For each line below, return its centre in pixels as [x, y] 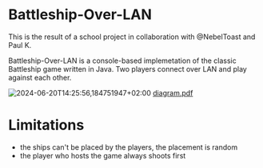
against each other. [40, 77]
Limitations [46, 125]
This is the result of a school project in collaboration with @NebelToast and [132, 37]
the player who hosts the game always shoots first [103, 155]
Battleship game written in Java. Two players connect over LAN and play [128, 68]
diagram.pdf [173, 92]
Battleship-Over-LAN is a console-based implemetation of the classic [123, 61]
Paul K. [20, 45]
